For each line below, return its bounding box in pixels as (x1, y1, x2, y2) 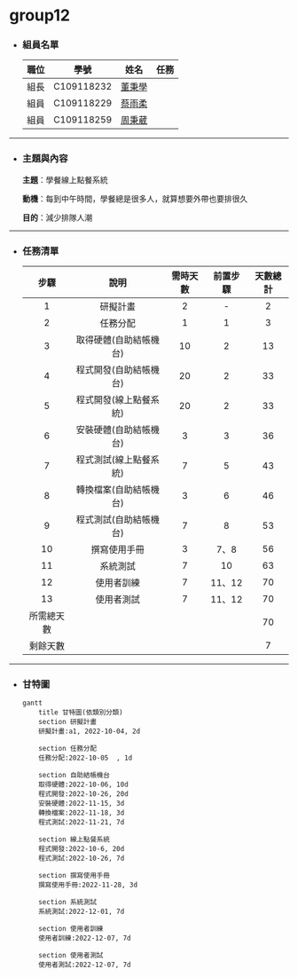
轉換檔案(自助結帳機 (75, 484, 160, 496)
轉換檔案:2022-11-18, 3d (38, 808, 125, 817)
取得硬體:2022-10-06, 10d (38, 780, 129, 790)
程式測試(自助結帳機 (75, 514, 160, 526)
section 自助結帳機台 (38, 771, 111, 780)
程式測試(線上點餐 (75, 453, 151, 466)
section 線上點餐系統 (38, 835, 111, 844)
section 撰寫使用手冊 (38, 871, 111, 880)
